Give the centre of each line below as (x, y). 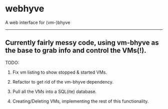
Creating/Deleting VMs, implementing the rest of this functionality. (80, 101)
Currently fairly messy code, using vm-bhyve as (82, 43)
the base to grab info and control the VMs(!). (76, 51)
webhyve (25, 9)
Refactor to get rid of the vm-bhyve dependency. (63, 82)
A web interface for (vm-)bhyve (38, 22)
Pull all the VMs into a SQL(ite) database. (54, 91)
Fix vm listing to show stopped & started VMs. (60, 72)
